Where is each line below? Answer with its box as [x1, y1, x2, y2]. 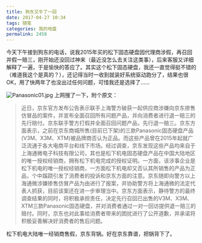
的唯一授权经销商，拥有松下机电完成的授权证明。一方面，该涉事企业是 [21, 157, 196, 165]
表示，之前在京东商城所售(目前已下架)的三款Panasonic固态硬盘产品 [26, 127, 194, 134]
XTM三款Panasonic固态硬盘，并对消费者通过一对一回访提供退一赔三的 [21, 203, 196, 210]
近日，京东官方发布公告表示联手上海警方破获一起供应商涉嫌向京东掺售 [21, 104, 196, 112]
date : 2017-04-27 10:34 [6, 14, 66, 21]
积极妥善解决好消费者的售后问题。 [21, 218, 106, 225]
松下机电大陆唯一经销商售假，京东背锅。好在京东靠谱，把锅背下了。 [6, 230, 175, 238]
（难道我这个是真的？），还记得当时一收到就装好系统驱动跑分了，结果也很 [6, 71, 189, 78]
